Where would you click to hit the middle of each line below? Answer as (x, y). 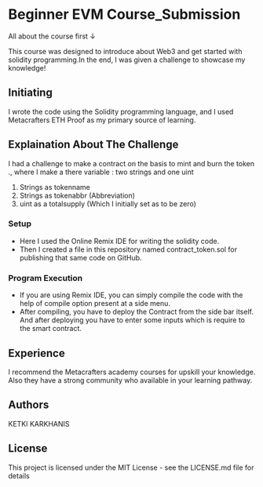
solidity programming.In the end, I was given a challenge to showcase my (127, 60)
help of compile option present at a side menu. (95, 303)
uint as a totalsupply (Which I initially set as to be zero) (108, 204)
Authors (29, 405)
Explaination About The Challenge (93, 145)
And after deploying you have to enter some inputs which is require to (132, 320)
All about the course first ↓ (52, 36)
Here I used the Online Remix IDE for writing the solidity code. (119, 241)
